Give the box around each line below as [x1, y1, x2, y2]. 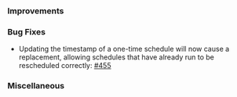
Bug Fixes [7, 26, 46, 37]
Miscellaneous [7, 81, 64, 92]
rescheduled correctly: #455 [18, 61, 111, 70]
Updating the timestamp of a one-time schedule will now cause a [18, 45, 230, 54]
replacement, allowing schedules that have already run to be [18, 52, 215, 62]
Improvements [7, 5, 64, 16]
